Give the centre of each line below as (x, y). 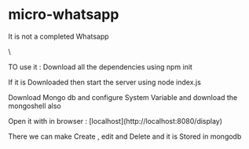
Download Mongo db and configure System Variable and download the (123, 97)
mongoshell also (35, 106)
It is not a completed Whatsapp (59, 36)
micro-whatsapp (64, 15)
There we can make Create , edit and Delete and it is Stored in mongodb (125, 136)
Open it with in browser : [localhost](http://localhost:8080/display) (115, 121)
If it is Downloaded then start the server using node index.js (105, 82)
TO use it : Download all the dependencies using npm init (100, 67)
